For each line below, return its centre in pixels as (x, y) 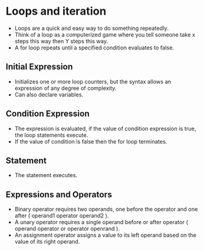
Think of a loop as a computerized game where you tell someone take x (105, 34)
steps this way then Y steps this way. (61, 41)
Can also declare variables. (49, 94)
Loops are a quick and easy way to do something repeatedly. (92, 28)
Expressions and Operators (59, 195)
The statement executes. (46, 175)
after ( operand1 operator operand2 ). (62, 216)
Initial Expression (39, 67)
